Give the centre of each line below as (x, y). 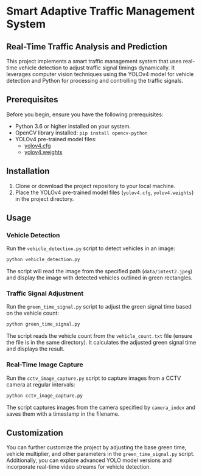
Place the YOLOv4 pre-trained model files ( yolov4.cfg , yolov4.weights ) (104, 192)
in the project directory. (44, 198)
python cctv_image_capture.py (45, 396)
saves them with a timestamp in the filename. (63, 414)
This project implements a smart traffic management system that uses (94, 61)
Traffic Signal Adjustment (45, 293)
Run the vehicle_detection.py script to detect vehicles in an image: (91, 248)
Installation (28, 171)
